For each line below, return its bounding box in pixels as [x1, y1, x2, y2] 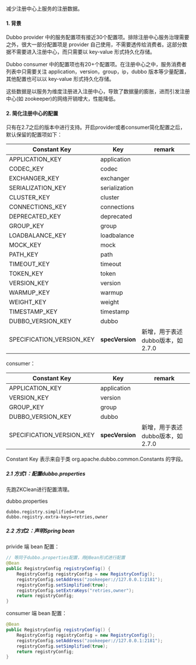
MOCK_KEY [9, 241, 42, 249]
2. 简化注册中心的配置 [6, 110, 58, 117]
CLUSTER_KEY [9, 193, 51, 202]
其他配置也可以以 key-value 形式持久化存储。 [6, 76, 115, 83]
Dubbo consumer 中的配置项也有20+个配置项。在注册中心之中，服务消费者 [6, 61, 187, 68]
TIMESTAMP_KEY [9, 308, 58, 316]
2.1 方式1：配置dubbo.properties [6, 470, 86, 477]
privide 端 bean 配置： [6, 543, 60, 550]
